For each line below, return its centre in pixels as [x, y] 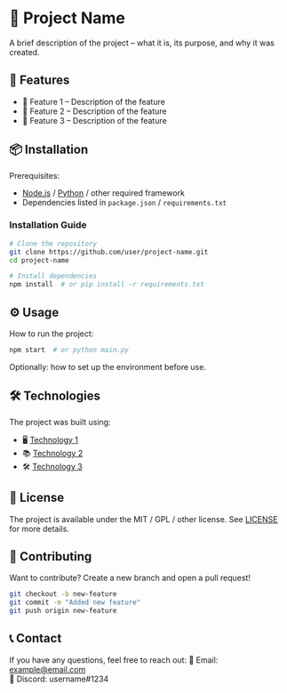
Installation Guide [48, 225]
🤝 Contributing [51, 556]
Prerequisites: [35, 175]
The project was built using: [60, 422]
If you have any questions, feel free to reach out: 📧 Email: [114, 660]
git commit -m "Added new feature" [75, 603]
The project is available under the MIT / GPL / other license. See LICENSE [143, 519]
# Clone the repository [53, 244]
